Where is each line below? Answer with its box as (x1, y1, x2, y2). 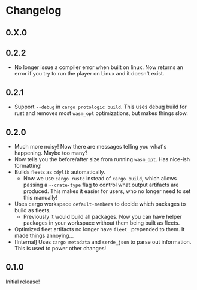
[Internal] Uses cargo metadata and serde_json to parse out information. (14, 238, 192, 246)
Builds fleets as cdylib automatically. (14, 168, 105, 176)
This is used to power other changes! (14, 245, 107, 252)
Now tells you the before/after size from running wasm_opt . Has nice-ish (14, 156, 190, 163)
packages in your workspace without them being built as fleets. (23, 219, 180, 226)
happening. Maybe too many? (14, 149, 88, 156)
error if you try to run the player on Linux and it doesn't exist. (14, 70, 165, 77)
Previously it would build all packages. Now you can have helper (23, 213, 182, 220)
